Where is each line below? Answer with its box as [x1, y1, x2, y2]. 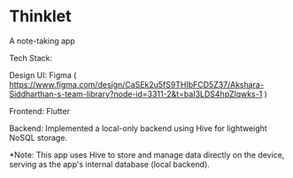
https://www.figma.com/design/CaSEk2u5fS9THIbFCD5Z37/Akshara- [9, 79, 264, 89]
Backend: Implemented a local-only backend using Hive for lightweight [9, 122, 267, 134]
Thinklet [9, 6, 72, 27]
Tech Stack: [9, 52, 53, 63]
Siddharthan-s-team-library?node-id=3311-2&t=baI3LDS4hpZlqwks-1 [9, 89, 263, 99]
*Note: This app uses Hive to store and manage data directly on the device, [9, 149, 285, 160]
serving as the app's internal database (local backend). [9, 159, 211, 169]
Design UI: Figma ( [9, 69, 77, 81]
